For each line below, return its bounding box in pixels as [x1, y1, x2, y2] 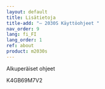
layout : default [6, 8, 48, 15]
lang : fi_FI [6, 31, 37, 38]
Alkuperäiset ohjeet [6, 65, 56, 72]
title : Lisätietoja [6, 15, 56, 21]
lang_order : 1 [6, 37, 43, 43]
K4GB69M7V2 [6, 76, 43, 84]
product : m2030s [6, 48, 48, 54]
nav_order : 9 [6, 25, 40, 32]
